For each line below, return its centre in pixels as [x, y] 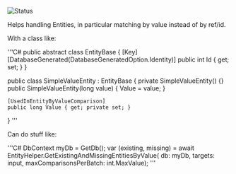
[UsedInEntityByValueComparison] [57, 101]
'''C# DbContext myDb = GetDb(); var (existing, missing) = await [101, 148]
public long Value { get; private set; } [69, 108]
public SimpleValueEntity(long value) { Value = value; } [87, 88]
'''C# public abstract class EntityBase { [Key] [72, 52]
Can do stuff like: [32, 134]
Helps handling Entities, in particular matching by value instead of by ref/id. [117, 24]
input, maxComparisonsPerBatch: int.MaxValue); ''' [82, 163]
